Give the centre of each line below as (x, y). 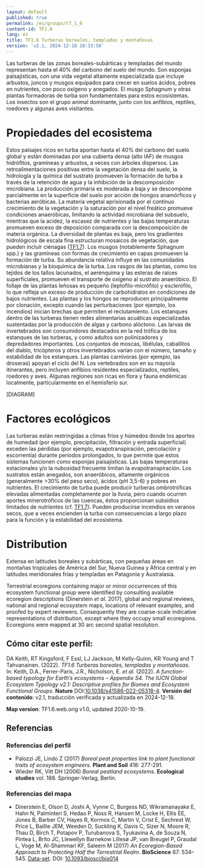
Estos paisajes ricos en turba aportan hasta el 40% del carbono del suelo (98, 150)
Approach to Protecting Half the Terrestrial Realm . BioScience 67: (98, 852)
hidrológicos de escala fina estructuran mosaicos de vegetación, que (92, 240)
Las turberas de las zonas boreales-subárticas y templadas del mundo (94, 63)
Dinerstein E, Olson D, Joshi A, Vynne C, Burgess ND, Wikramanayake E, (105, 807)
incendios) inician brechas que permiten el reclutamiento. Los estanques (97, 311)
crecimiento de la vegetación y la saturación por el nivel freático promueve (99, 208)
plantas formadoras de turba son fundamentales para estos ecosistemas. (98, 95)
